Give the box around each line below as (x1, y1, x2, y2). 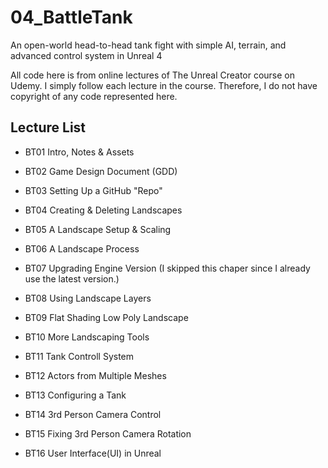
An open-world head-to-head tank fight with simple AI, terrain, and (10, 39, 287, 51)
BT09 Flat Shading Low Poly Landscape (24, 311, 189, 323)
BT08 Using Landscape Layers (24, 292, 152, 304)
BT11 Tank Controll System (24, 350, 135, 362)
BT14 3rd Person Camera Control (24, 408, 162, 420)
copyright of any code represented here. (10, 90, 178, 102)
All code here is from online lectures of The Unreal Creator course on (10, 69, 296, 81)
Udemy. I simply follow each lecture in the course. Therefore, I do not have (10, 79, 318, 91)
